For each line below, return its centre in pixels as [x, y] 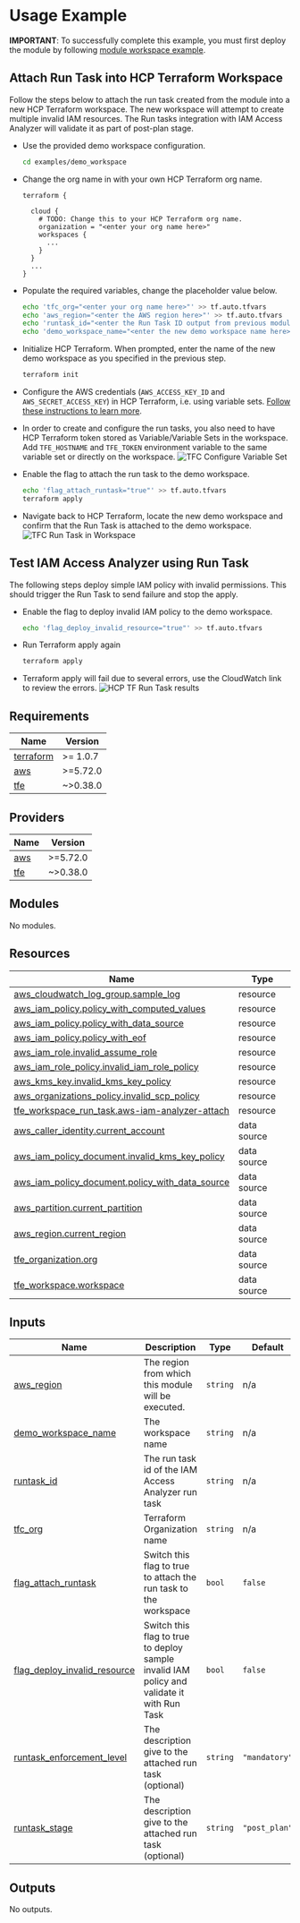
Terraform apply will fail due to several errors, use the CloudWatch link [152, 679]
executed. [164, 1407]
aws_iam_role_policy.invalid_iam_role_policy [106, 1066]
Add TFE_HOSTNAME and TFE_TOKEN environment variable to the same [145, 447]
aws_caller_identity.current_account [89, 1131]
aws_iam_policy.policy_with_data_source [99, 1023]
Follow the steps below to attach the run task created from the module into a [150, 99]
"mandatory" [267, 1757]
